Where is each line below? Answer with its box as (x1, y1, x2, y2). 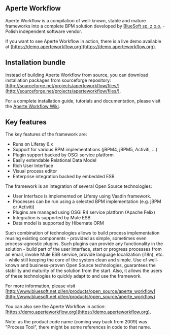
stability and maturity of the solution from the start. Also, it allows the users (5, 267, 162, 274)
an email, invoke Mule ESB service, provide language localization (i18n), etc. (5, 251, 164, 258)
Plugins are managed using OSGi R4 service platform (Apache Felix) (12, 209, 156, 215)
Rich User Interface (12, 162, 53, 169)
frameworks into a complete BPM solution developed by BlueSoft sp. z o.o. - (5, 23, 165, 29)
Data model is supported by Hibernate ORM (12, 220, 104, 226)
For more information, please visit (5, 283, 76, 289)
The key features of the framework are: (5, 131, 87, 138)
